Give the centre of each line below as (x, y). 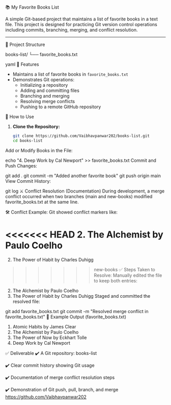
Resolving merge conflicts (48, 101)
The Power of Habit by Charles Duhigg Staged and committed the (81, 296)
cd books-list (27, 140)
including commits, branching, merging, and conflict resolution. (72, 30)
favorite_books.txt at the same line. (42, 202)
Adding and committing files (50, 90)
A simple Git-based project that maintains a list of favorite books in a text (82, 19)
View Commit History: (28, 181)
